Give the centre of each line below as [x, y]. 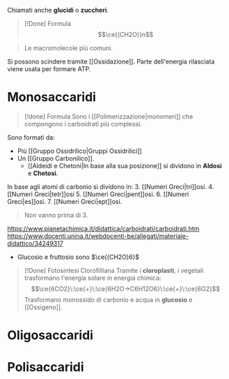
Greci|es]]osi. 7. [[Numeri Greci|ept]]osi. [65, 201]
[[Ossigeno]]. [43, 307]
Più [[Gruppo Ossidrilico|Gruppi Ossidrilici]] [80, 151]
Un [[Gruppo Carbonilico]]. [56, 158]
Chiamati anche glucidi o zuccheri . [58, 10]
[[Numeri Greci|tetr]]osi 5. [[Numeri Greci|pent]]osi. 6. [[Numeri [98, 194]
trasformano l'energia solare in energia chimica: [93, 278]
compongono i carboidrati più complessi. [83, 124]
